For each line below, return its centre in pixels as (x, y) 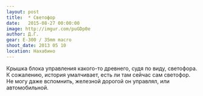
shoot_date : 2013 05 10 (36, 46)
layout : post (23, 12)
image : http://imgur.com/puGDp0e (48, 29)
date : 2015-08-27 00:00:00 (43, 23)
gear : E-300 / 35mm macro (39, 40)
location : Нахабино (31, 51)
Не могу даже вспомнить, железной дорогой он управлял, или (88, 81)
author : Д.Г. (23, 34)
